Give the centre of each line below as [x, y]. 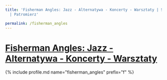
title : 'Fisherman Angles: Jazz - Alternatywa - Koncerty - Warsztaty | [82, 10]
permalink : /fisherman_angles [37, 23]
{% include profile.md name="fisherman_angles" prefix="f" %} [70, 72]
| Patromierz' [24, 14]
